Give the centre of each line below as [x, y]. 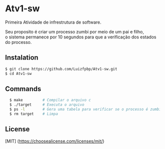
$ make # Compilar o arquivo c [50, 100]
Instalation [22, 58]
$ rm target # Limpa [34, 114]
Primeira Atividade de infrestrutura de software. [53, 22]
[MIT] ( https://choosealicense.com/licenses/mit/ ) [55, 141]
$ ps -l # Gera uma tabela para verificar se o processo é [79, 109]
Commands [23, 89]
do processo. [18, 42]
